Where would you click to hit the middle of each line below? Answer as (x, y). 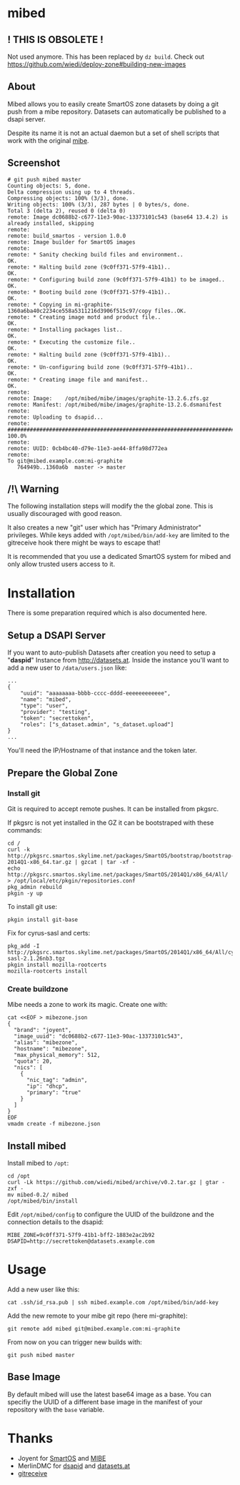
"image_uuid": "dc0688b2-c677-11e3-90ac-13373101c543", (99, 1037)
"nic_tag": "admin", (57, 1081)
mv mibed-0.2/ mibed (38, 1195)
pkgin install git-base (43, 920)
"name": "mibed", (46, 700)
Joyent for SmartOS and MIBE (62, 1458)
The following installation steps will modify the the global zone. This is (110, 506)
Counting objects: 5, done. (49, 186)
